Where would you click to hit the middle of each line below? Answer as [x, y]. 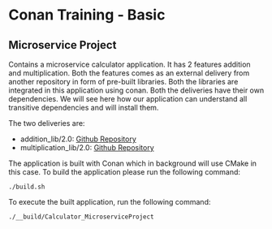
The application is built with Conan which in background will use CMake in [133, 163]
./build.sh [27, 187]
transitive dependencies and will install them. [84, 108]
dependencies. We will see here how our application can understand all [128, 99]
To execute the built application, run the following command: [110, 202]
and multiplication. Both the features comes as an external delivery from [129, 73]
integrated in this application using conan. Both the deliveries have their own [136, 90]
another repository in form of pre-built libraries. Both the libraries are [123, 82]
